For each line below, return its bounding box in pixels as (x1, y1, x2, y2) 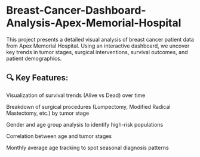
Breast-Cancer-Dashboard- (6, 4, 146, 17)
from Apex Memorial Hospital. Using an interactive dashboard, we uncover (6, 42, 190, 49)
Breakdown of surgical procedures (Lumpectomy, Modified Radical (6, 103, 171, 110)
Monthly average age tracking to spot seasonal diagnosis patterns (6, 144, 169, 151)
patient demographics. (6, 55, 62, 62)
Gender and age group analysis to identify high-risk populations (6, 121, 164, 128)
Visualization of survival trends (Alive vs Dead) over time (6, 92, 146, 99)
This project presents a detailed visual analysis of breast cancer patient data (6, 36, 194, 43)
